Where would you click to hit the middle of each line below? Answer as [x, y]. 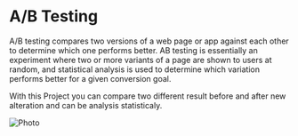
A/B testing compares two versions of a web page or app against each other [149, 41]
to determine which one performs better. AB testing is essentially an [133, 50]
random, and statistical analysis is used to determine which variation [135, 69]
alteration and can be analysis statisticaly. [86, 105]
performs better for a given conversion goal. [90, 78]
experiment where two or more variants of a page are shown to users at [141, 60]
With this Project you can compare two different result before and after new [148, 96]
